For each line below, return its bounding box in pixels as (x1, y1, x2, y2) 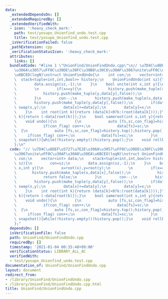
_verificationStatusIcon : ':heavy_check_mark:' (9, 49, 111, 54)
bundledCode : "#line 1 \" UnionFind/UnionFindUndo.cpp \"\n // (9, 63, 137, 68)
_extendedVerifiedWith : (9, 21, 59, 26)
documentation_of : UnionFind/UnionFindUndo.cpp (5, 263, 106, 268)
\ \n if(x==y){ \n (14, 86, 81, 91)
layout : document (5, 267, 41, 272)
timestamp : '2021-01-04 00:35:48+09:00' (9, 244, 95, 249)
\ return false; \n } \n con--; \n (14, 174, 137, 180)
